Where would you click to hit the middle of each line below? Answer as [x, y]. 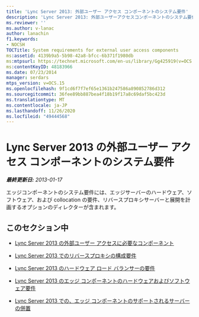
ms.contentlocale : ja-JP [37, 105]
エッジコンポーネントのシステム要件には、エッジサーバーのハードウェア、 [97, 193]
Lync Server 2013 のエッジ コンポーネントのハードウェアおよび [92, 281]
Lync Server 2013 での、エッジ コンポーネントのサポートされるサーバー [102, 301]
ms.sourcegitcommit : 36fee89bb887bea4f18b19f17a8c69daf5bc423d [86, 94]
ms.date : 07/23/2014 [32, 72]
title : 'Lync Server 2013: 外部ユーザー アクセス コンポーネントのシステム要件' [97, 12]
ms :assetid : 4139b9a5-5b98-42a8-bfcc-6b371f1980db [70, 56]
